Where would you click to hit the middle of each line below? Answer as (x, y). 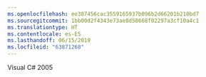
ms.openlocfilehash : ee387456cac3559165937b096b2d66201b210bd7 (103, 14)
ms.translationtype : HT (43, 27)
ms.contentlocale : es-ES (44, 34)
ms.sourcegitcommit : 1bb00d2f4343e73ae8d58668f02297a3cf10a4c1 (103, 21)
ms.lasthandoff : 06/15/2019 (49, 41)
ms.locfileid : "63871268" (46, 47)
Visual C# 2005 (30, 67)
